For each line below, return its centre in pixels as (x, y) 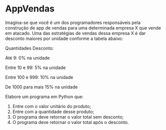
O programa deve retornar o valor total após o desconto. (70, 122)
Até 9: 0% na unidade (27, 57)
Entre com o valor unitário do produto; (52, 106)
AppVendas (30, 9)
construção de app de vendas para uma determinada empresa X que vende (83, 27)
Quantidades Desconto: (29, 48)
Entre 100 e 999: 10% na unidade (39, 77)
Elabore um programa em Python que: (44, 96)
